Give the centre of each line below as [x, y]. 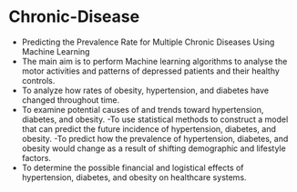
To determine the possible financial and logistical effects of [133, 167]
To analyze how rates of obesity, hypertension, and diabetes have [145, 90]
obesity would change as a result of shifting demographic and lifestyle [154, 148]
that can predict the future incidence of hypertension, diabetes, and [149, 128]
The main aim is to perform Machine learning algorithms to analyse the [154, 61]
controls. [38, 80]
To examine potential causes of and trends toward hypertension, [143, 109]
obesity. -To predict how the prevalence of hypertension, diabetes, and [155, 138]
